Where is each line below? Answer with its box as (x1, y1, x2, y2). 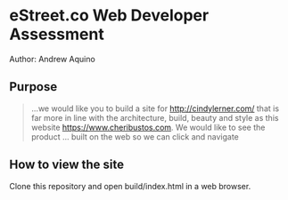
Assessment (9, 24, 104, 44)
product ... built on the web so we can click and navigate (30, 131, 239, 142)
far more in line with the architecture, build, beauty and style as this (30, 112, 279, 123)
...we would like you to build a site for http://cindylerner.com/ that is (30, 103, 279, 114)
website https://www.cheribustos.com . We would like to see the (30, 122, 266, 132)
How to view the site (9, 157, 125, 172)
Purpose (9, 79, 58, 94)
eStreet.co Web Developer (9, 5, 210, 26)
